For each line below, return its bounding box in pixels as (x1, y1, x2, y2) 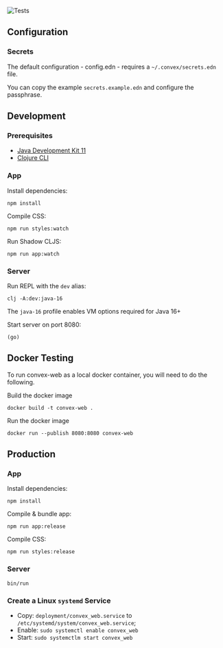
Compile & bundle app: (7, 510, 72, 518)
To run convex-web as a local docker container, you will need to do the (7, 371, 208, 379)
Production (7, 448, 56, 460)
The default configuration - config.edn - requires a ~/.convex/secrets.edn (7, 62, 216, 71)
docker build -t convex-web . (7, 404, 94, 411)
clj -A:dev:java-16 (7, 295, 63, 302)
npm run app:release (7, 523, 67, 530)
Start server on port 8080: (7, 320, 82, 329)
